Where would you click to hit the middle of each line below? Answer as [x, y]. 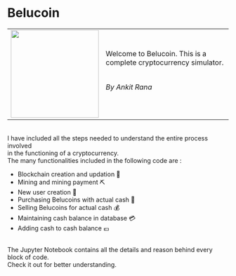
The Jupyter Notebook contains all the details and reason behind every [110, 249]
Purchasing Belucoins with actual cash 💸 [76, 199]
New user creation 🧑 [47, 192]
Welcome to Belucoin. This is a [156, 53]
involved [20, 145]
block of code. [28, 257]
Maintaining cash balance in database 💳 [76, 218]
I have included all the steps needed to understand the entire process [108, 138]
